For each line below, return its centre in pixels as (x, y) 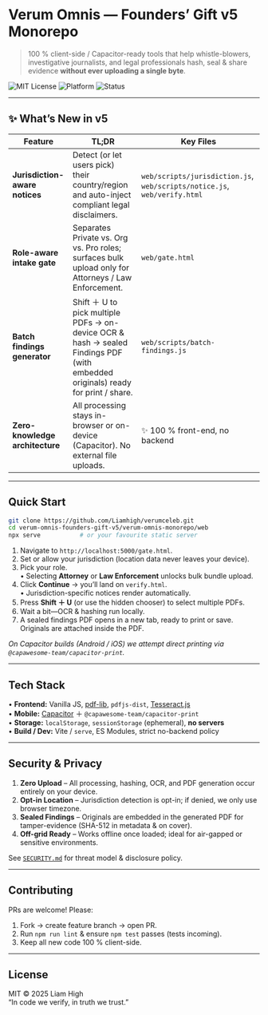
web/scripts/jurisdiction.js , (197, 176)
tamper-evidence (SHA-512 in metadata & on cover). (106, 825)
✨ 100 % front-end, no (185, 430)
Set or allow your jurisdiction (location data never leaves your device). (134, 559)
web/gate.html (168, 258)
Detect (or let (97, 155)
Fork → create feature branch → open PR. (88, 925)
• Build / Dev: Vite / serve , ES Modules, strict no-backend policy (114, 731)
